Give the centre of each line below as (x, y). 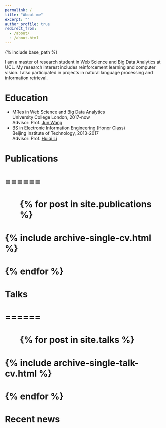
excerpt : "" (17, 19)
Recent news (33, 419)
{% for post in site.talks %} (77, 340)
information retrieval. (27, 78)
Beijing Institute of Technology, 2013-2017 (55, 133)
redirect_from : (21, 29)
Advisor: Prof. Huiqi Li (35, 138)
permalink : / (19, 10)
